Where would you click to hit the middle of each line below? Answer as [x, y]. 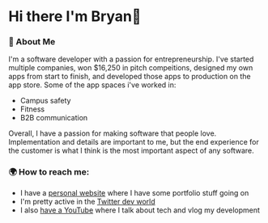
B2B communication [54, 118]
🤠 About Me [32, 42]
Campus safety [45, 101]
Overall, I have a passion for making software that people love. [113, 133]
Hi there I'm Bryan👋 [75, 17]
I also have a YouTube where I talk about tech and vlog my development [140, 210]
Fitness [32, 109]
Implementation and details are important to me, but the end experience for [134, 142]
